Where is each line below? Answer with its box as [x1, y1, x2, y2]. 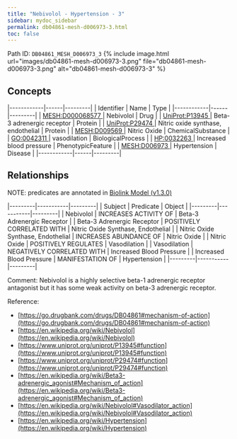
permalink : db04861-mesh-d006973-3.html [7, 23, 129, 30]
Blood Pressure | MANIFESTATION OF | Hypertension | [7, 254, 166, 263]
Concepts [7, 85, 52, 97]
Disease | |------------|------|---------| [7, 149, 122, 158]
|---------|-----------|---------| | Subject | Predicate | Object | [7, 202, 188, 210]
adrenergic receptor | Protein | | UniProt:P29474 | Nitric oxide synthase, [13, 119, 221, 127]
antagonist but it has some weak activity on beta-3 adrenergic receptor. [7, 283, 216, 292]
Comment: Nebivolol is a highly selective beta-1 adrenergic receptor [7, 275, 206, 284]
